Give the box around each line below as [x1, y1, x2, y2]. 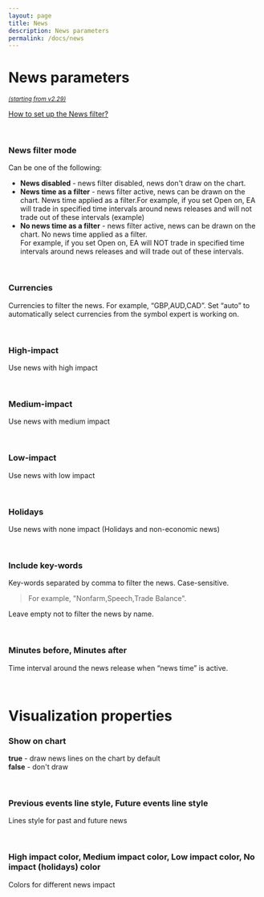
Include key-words [8, 559, 83, 570]
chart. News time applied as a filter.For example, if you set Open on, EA [19, 196, 256, 205]
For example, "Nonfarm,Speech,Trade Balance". [27, 594, 187, 603]
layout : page [8, 11, 52, 20]
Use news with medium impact [8, 416, 111, 426]
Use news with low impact [8, 470, 95, 480]
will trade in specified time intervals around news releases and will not [19, 204, 252, 213]
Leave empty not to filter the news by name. [8, 609, 154, 619]
